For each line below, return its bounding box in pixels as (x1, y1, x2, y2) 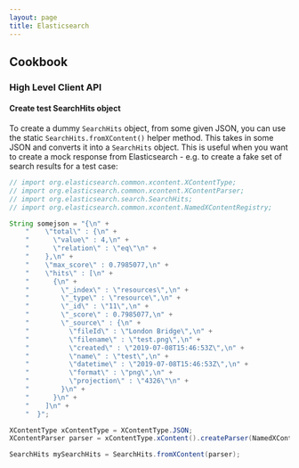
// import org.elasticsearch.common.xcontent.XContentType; (9, 178, 238, 187)
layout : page (9, 12, 58, 22)
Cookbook (9, 54, 69, 70)
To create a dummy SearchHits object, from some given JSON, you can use (9, 123, 287, 134)
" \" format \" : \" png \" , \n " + (25, 368, 174, 377)
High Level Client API (9, 81, 102, 94)
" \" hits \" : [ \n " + (25, 268, 114, 277)
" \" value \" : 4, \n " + (25, 235, 129, 245)
